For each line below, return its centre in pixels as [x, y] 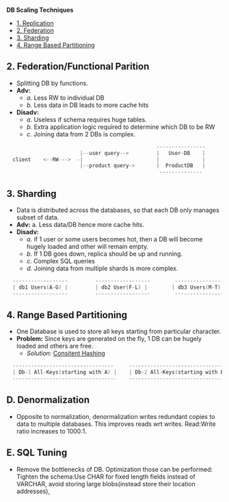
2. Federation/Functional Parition [78, 67]
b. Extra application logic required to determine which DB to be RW [121, 127]
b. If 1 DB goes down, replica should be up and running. [104, 254]
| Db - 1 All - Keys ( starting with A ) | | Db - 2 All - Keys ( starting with [115, 372]
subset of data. [38, 217]
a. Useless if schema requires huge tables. [87, 119]
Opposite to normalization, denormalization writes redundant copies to [116, 416]
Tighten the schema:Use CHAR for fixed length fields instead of [106, 477]
